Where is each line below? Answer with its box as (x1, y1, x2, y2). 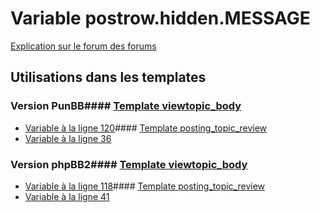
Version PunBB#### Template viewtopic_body (10, 99, 242, 113)
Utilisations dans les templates (10, 69, 207, 86)
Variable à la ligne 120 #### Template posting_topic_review (24, 122, 268, 134)
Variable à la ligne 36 (24, 132, 112, 144)
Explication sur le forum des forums (10, 40, 157, 52)
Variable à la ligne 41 (24, 190, 110, 202)
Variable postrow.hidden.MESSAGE (10, 7, 311, 30)
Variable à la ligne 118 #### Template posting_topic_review (24, 180, 266, 192)
